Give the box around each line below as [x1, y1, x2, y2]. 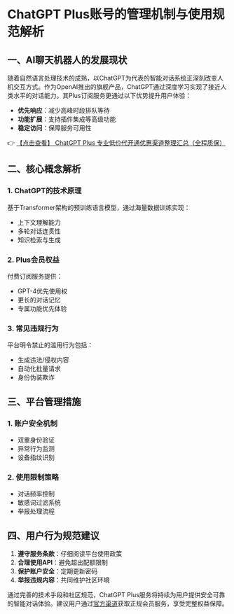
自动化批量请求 [17, 365, 61, 373]
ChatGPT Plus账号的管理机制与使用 [7, 6, 212, 22]
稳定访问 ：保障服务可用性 [17, 124, 92, 132]
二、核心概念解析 [7, 163, 81, 175]
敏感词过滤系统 [17, 498, 61, 507]
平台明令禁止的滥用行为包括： [7, 341, 93, 349]
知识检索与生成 [17, 235, 61, 244]
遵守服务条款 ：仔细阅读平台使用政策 [17, 550, 123, 558]
